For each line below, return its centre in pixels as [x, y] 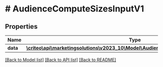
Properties [21, 27]
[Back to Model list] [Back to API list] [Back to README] [61, 60]
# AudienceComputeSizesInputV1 [75, 9]
